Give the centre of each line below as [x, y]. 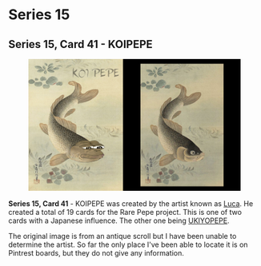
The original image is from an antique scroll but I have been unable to [122, 236]
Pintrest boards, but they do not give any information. [96, 253]
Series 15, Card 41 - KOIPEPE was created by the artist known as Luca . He [131, 204]
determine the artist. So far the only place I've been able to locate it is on [128, 244]
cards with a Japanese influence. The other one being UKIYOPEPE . [119, 220]
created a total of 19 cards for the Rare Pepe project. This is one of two [125, 212]
